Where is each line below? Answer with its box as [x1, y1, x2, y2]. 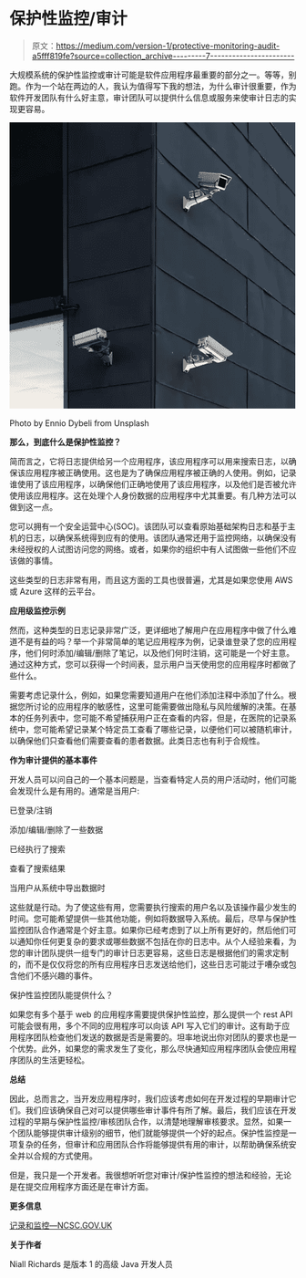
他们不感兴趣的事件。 [16, 970, 97, 981]
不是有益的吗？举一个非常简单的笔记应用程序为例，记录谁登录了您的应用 [16, 636, 289, 647]
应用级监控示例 [9, 605, 66, 616]
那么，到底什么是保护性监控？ [9, 436, 121, 447]
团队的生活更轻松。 [16, 1055, 89, 1065]
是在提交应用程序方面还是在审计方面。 [9, 1180, 153, 1191]
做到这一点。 [9, 501, 57, 512]
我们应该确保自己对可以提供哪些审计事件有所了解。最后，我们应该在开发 [25, 1105, 297, 1116]
